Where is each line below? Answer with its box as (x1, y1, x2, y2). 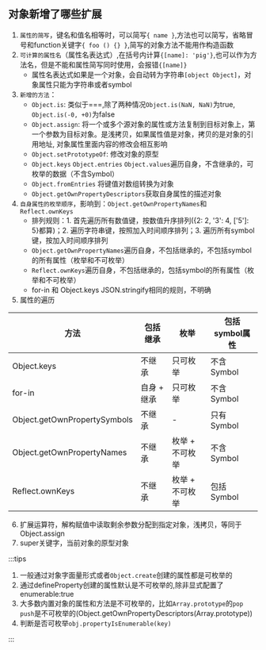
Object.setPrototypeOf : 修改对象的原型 (31, 149, 159, 159)
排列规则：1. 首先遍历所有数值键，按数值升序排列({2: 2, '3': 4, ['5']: (31, 215, 249, 225)
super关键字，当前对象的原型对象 (19, 538, 129, 548)
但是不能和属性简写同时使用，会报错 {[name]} (40, 60, 188, 69)
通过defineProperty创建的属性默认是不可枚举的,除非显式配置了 (19, 580, 224, 590)
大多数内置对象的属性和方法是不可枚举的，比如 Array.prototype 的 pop (19, 598, 244, 608)
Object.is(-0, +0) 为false (31, 110, 116, 119)
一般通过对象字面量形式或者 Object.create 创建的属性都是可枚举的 (19, 570, 233, 579)
